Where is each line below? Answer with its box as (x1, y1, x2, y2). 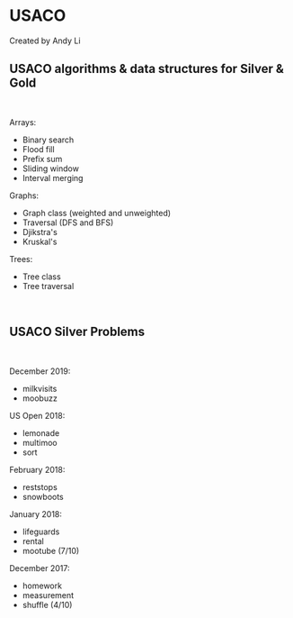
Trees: (9, 253, 33, 264)
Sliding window (22, 163, 79, 174)
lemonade (22, 427, 60, 438)
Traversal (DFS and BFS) (22, 217, 114, 228)
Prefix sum (22, 153, 63, 164)
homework (22, 580, 63, 591)
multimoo (22, 437, 58, 448)
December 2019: (9, 366, 71, 377)
